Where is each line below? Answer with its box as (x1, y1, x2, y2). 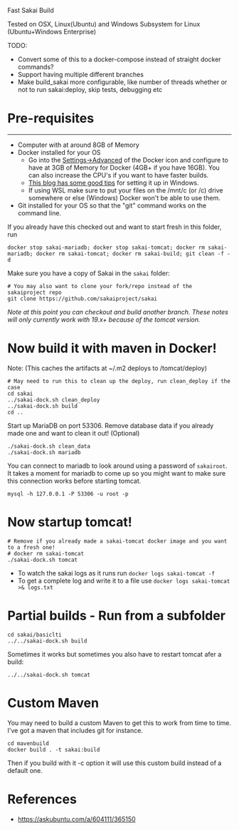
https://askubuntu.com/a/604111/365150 (17, 814, 137, 823)
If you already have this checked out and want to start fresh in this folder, (7, 222, 222, 231)
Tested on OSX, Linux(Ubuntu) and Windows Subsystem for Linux (7, 20, 201, 28)
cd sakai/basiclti (7, 631, 62, 638)
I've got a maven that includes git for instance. (7, 726, 144, 734)
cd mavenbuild (7, 739, 50, 747)
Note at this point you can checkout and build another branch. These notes (7, 307, 229, 316)
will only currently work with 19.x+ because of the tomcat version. (7, 315, 201, 324)
